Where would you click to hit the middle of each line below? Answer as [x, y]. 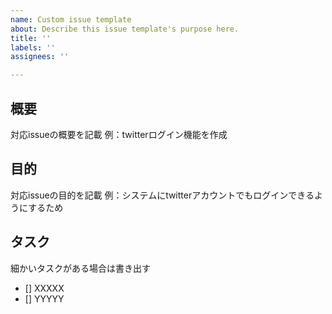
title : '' [31, 38]
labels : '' [33, 47]
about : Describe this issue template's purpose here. [125, 29]
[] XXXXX [44, 288]
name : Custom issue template [71, 19]
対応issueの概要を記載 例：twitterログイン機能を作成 [119, 134]
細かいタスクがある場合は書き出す [80, 268]
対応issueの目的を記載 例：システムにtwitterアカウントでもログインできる [162, 195]
